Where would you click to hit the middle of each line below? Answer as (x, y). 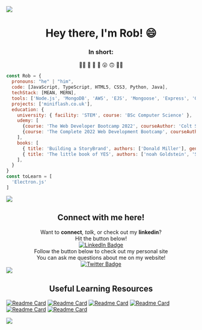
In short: (101, 52)
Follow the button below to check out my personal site (101, 251)
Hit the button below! (101, 238)
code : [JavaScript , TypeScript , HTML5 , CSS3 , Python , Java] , (90, 87)
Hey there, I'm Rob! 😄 (101, 33)
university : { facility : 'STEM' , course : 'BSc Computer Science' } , (105, 115)
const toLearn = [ (29, 176)
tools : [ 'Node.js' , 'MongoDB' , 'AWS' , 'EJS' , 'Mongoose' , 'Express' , (101, 98)
